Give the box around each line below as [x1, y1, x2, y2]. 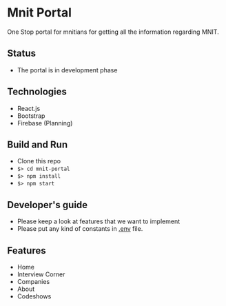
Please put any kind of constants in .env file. [17, 225, 143, 233]
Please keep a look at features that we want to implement [17, 217, 181, 225]
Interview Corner [17, 270, 65, 278]
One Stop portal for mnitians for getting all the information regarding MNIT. [7, 28, 219, 36]
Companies [17, 278, 50, 285]
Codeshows [17, 292, 52, 300]
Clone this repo [17, 157, 61, 165]
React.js [17, 104, 41, 112]
